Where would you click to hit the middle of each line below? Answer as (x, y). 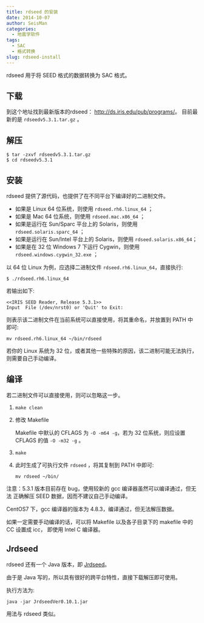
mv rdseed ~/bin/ (37, 476)
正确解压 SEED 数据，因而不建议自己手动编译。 (72, 496)
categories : (21, 29)
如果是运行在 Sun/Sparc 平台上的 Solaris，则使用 (76, 224)
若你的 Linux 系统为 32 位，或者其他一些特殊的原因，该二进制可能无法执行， (102, 351)
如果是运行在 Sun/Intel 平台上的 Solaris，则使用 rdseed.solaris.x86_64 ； (106, 239)
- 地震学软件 (26, 35)
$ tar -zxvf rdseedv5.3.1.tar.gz (49, 155)
